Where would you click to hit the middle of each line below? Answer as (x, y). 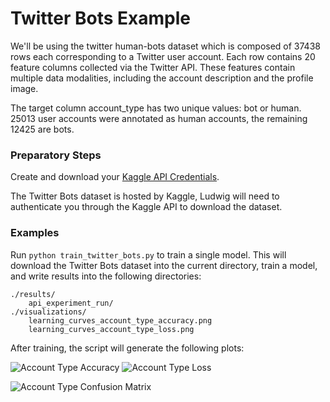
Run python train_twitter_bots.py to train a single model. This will (148, 254)
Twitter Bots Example (100, 18)
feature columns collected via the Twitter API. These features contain (153, 67)
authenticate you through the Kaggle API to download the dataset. (146, 207)
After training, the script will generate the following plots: (127, 348)
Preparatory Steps (56, 155)
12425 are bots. (42, 129)
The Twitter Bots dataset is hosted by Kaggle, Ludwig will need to (145, 196)
